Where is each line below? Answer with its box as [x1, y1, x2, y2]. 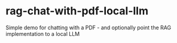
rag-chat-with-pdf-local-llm [5, 4, 149, 18]
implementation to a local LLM [5, 30, 80, 37]
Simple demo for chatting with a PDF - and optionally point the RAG [5, 24, 172, 31]
